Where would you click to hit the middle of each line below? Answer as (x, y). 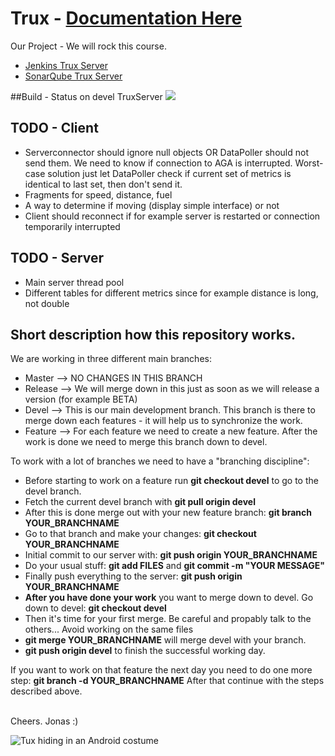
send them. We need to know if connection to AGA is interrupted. (158, 163)
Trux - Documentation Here (126, 18)
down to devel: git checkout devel (95, 608)
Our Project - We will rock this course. (88, 46)
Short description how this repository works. (153, 334)
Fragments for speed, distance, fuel (98, 194)
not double (47, 303)
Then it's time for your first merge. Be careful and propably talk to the (168, 619)
